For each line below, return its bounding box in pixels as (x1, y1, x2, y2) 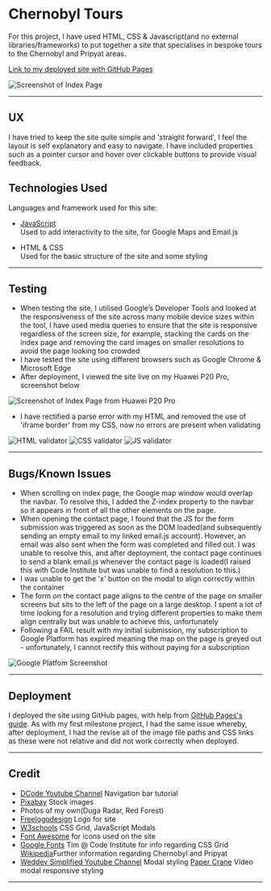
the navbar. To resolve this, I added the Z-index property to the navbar (19, 497, 254, 506)
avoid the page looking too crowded (19, 346, 140, 356)
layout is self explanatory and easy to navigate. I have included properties (8, 140, 253, 150)
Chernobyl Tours (8, 5, 123, 23)
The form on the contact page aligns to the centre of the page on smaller (19, 591, 263, 601)
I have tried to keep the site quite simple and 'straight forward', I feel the (8, 132, 248, 142)
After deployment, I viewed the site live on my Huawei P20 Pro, (19, 372, 230, 381)
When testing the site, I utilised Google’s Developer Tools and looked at (19, 303, 256, 313)
